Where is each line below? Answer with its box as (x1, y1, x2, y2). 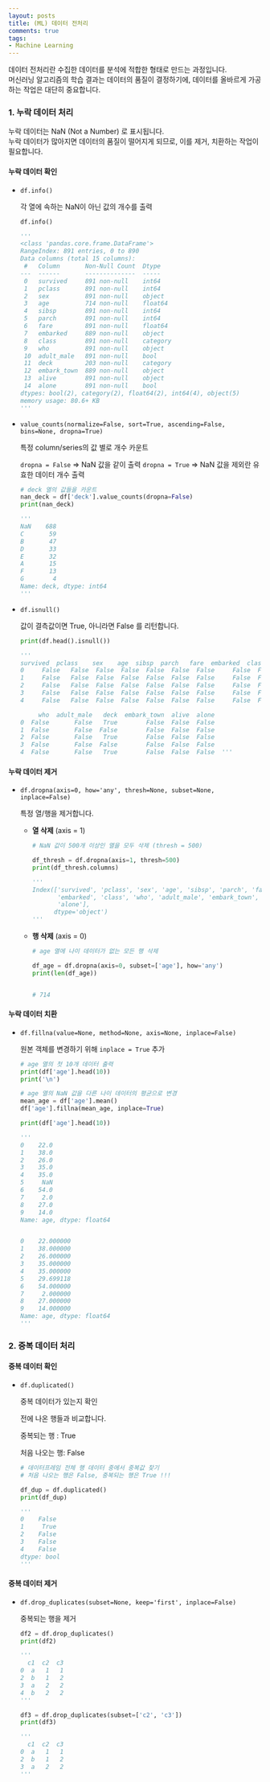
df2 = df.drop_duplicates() (19, 1629, 114, 1637)
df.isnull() (19, 606, 60, 614)
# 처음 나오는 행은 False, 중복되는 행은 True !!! (19, 1471, 171, 1480)
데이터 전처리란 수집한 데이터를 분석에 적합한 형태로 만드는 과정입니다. (8, 65, 227, 75)
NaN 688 (19, 523, 57, 531)
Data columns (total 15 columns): (19, 255, 136, 263)
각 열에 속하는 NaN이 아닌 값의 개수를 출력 (19, 202, 153, 211)
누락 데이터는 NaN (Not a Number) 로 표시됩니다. (8, 126, 165, 137)
